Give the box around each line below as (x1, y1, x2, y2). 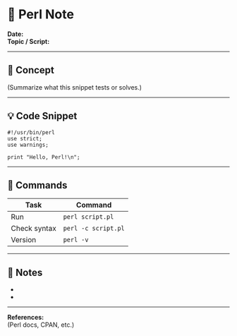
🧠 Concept (7, 64, 55, 76)
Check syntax (11, 224, 56, 234)
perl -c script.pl (63, 224, 125, 232)
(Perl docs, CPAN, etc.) (7, 320, 75, 329)
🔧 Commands (7, 179, 68, 191)
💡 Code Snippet (7, 110, 78, 122)
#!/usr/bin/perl (7, 128, 55, 136)
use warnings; (7, 141, 49, 148)
